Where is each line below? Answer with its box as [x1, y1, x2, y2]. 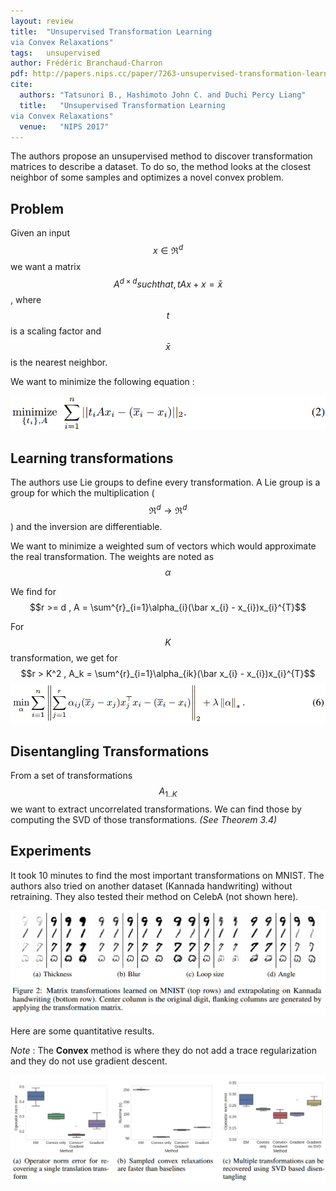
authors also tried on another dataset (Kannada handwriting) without [10, 880, 293, 892]
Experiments [10, 843, 92, 860]
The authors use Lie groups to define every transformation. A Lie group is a [10, 476, 321, 488]
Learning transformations [10, 450, 174, 467]
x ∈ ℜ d [152, 243, 184, 256]
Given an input [10, 227, 70, 239]
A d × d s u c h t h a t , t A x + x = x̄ [113, 276, 223, 290]
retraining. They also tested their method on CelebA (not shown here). [10, 890, 299, 902]
